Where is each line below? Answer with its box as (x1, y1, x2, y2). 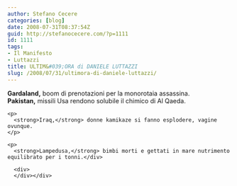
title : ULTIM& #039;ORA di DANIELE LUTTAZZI (7, 63, 138, 70)
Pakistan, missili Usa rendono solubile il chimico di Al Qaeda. (7, 96, 186, 105)
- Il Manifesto (7, 50, 53, 57)
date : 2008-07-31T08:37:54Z (7, 23, 91, 30)
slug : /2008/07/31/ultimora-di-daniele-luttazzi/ (7, 69, 158, 76)
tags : (7, 43, 23, 50)
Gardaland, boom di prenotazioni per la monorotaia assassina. (7, 89, 190, 98)
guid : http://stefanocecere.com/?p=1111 (7, 30, 129, 37)
